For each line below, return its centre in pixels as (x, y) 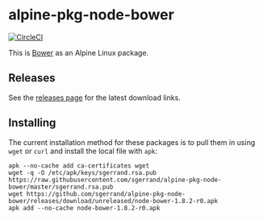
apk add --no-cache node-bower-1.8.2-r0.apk (84, 208)
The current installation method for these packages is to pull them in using (132, 142)
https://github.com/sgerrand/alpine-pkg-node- (106, 194)
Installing (32, 123)
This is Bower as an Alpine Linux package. (79, 52)
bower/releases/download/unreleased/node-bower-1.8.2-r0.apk (113, 201)
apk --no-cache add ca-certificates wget (79, 166)
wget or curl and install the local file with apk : (83, 151)
